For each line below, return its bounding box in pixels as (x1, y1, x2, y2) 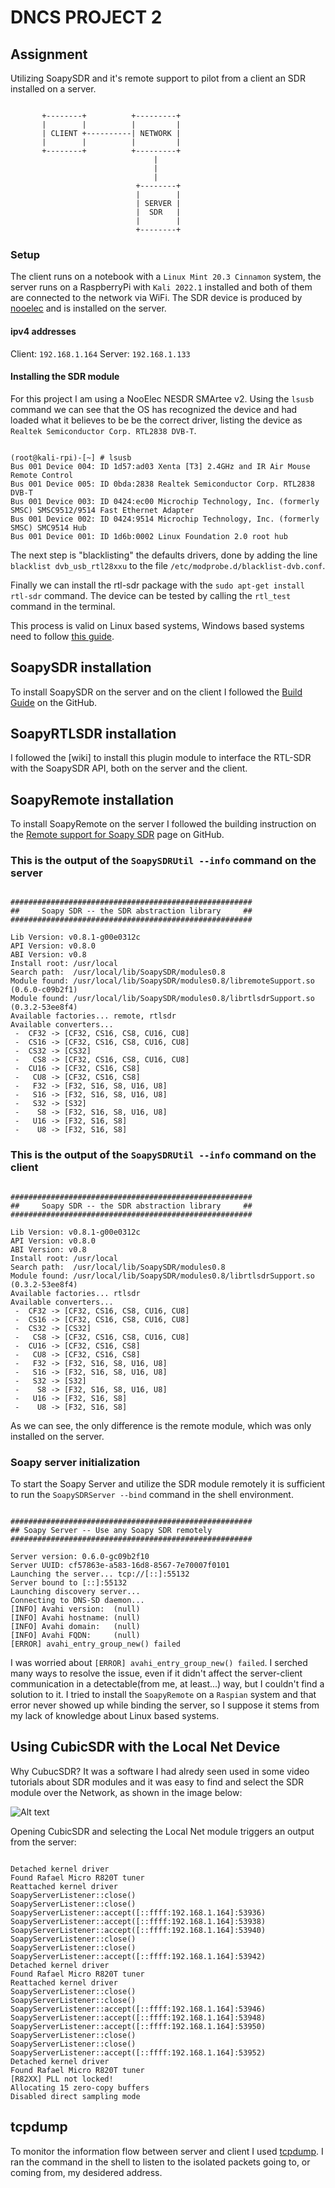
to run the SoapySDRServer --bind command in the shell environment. (10, 1489, 294, 1501)
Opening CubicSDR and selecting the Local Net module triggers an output (10, 1825, 315, 1837)
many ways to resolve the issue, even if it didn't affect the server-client (10, 1667, 303, 1680)
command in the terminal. (10, 600, 116, 612)
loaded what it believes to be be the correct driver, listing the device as (10, 414, 303, 426)
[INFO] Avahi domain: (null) (10, 1622, 141, 1632)
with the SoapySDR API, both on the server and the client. (10, 762, 248, 775)
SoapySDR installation (10, 659, 152, 676)
